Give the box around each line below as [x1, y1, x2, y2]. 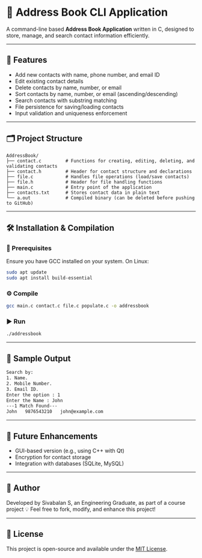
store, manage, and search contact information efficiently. [6, 31, 150, 39]
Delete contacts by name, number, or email [14, 84, 122, 91]
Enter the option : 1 [6, 392, 61, 398]
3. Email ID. [6, 386, 39, 392]
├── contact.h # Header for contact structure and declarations [6, 168, 192, 175]
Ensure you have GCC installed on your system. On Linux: [6, 258, 149, 265]
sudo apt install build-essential [6, 275, 93, 281]
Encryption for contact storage [14, 453, 91, 461]
